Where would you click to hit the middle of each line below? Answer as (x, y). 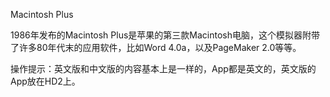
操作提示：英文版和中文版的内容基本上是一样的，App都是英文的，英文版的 (163, 68)
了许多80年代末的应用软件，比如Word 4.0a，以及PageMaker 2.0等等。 (156, 47)
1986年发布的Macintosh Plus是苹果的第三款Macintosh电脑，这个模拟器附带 (165, 35)
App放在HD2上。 (45, 81)
